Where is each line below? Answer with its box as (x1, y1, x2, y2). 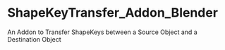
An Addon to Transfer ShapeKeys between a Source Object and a (7, 28, 197, 36)
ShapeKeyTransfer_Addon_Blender (7, 5, 219, 21)
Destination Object (7, 35, 61, 43)
